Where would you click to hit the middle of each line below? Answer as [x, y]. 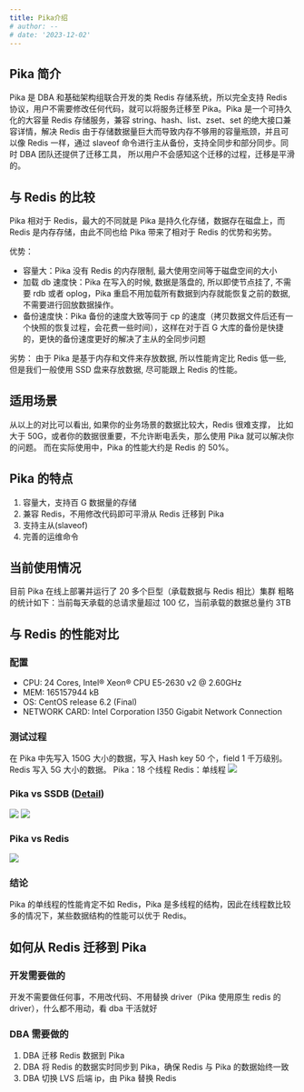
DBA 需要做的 [39, 1034]
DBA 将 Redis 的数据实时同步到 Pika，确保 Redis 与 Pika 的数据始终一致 [156, 1067]
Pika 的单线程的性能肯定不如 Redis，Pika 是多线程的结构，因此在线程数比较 [150, 905]
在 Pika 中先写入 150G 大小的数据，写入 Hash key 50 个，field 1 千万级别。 [148, 758]
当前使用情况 [45, 568]
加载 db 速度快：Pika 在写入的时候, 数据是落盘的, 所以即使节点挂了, [148, 282]
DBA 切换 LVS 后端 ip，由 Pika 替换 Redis [99, 1078]
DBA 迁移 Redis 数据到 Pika [74, 1056]
